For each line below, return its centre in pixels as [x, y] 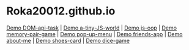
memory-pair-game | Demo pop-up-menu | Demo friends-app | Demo [94, 34]
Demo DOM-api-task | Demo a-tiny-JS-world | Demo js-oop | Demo [92, 28]
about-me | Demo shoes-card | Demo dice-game [68, 40]
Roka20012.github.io [61, 11]
